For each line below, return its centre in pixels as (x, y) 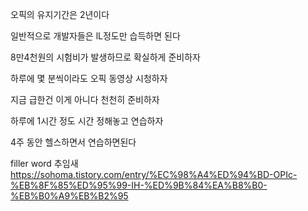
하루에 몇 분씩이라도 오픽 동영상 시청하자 (89, 78)
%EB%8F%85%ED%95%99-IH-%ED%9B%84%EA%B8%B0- (139, 185)
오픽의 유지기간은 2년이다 (60, 14)
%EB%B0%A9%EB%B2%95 (69, 196)
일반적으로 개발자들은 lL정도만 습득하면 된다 (95, 36)
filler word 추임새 (44, 163)
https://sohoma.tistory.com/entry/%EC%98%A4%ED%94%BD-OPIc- (154, 174)
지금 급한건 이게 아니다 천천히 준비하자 (85, 99)
